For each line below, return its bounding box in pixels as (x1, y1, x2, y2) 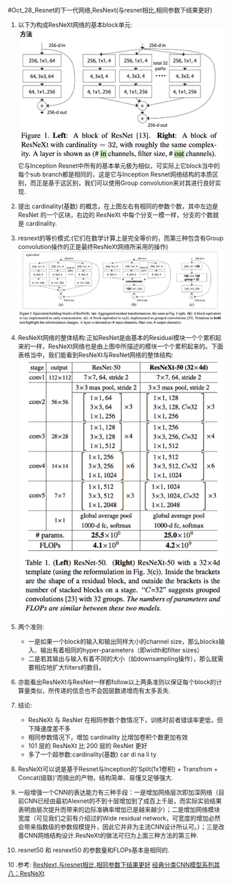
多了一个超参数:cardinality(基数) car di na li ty (28, 750, 157, 759)
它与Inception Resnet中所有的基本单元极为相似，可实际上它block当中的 (17, 161, 220, 170)
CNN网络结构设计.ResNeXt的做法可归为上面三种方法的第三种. (23, 832, 198, 840)
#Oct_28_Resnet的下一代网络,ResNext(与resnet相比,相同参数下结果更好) (8, 6, 213, 14)
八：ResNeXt (8, 870, 45, 878)
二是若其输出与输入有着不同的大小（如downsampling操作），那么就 (28, 654, 218, 663)
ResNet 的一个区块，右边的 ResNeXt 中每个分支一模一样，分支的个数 (17, 210, 213, 219)
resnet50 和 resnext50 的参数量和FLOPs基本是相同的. (17, 846, 170, 854)
